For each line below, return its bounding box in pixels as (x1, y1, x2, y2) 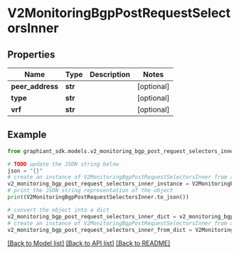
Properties (7, 48, 55, 60)
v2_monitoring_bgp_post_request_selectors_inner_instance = (7, 180, 190, 188)
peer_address (11, 82, 59, 91)
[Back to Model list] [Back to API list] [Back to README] (7, 239, 171, 248)
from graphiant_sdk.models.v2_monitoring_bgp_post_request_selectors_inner (7, 147, 237, 154)
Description (90, 70, 130, 79)
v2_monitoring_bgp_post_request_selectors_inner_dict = (7, 213, 176, 220)
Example (7, 129, 47, 141)
